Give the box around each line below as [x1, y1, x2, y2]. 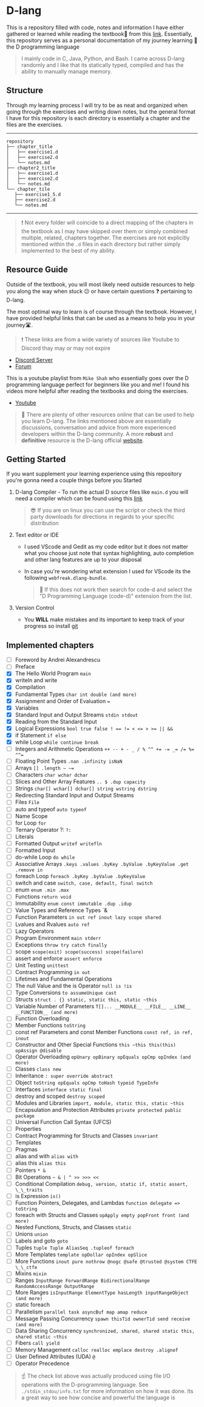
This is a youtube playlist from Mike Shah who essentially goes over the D [6, 374, 189, 381]
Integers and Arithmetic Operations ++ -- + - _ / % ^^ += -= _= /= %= [15, 745, 194, 752]
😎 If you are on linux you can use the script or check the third [30, 506, 185, 514]
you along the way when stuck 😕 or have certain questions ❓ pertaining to [6, 287, 193, 295]
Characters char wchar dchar [15, 771, 89, 778]
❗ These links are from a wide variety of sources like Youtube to [21, 335, 180, 343]
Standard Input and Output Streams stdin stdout [15, 711, 138, 718]
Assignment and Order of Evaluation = [15, 697, 110, 704]
